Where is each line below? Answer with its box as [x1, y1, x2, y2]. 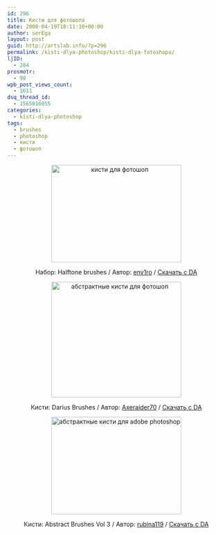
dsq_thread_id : [7, 94, 51, 101]
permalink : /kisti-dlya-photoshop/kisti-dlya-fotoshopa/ [7, 49, 175, 56]
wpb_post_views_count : [7, 81, 73, 88]
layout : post [7, 36, 45, 43]
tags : [7, 119, 23, 127]
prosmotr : [7, 68, 36, 75]
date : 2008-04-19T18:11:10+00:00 [7, 23, 104, 30]
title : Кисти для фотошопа [7, 17, 85, 24]
